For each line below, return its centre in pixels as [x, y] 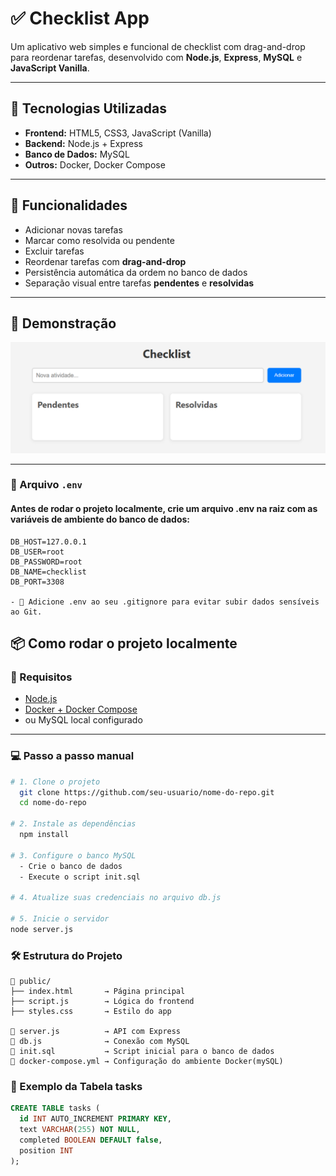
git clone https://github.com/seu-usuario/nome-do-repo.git [147, 792]
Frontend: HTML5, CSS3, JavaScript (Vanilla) [118, 133]
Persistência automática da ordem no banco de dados [136, 272]
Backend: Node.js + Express [83, 143]
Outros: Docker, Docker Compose [95, 164]
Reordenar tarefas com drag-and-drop [105, 261]
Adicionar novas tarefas [73, 229]
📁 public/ [31, 982]
